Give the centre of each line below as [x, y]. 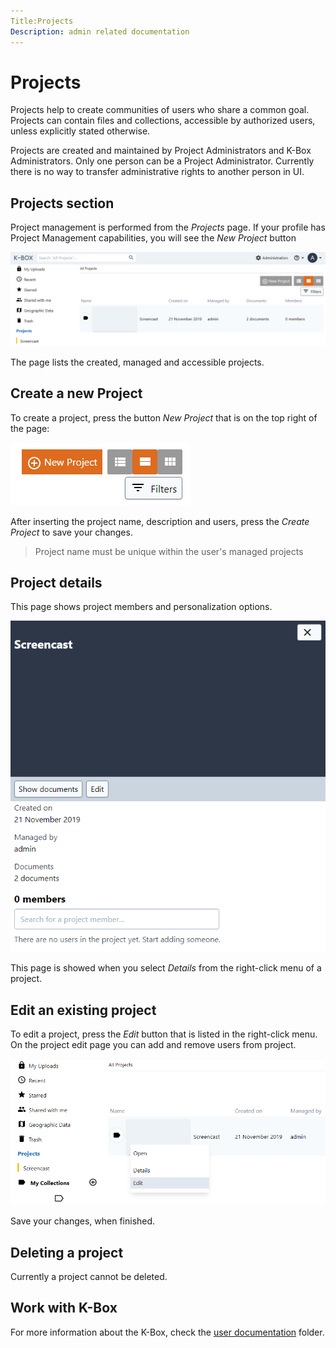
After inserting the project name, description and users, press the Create [160, 521]
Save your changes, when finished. [83, 1221]
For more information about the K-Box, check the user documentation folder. [167, 1332]
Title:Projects [42, 21]
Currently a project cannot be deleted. [89, 1276]
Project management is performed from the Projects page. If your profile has [168, 227]
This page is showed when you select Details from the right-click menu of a [166, 968]
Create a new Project [76, 393]
